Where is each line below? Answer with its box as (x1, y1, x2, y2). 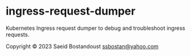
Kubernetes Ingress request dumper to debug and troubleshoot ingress (6, 24, 185, 32)
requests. (6, 30, 30, 38)
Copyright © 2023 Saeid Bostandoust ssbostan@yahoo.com (6, 43, 159, 50)
